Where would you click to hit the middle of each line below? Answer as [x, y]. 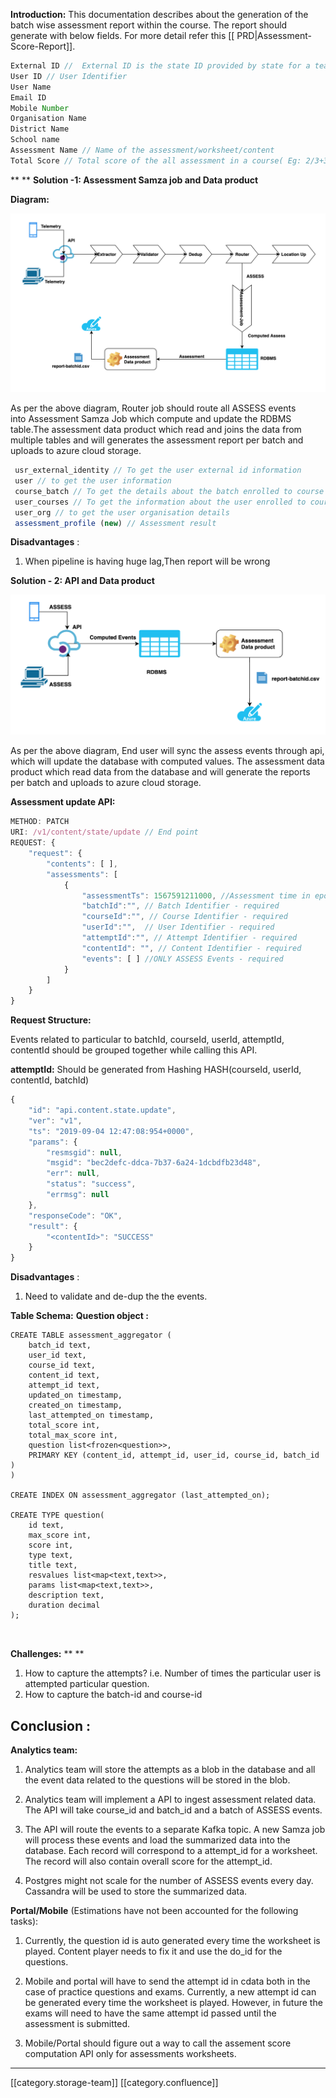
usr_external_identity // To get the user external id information [158, 470]
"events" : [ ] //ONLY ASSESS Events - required [182, 959]
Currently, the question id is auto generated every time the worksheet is [172, 1940]
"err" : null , [73, 1174]
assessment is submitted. [77, 2023]
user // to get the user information [93, 481]
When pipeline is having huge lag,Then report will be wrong [147, 561]
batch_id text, [60, 1345]
